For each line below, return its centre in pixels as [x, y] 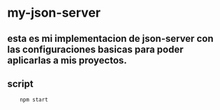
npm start [34, 100]
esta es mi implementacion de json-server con [110, 39]
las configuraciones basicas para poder [95, 49]
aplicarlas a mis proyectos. [67, 60]
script [20, 84]
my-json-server [54, 13]
